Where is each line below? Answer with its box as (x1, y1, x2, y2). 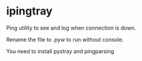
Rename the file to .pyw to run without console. (6, 36, 124, 43)
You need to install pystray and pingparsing (6, 47, 115, 55)
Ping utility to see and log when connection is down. (6, 24, 137, 31)
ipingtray (6, 4, 53, 18)
